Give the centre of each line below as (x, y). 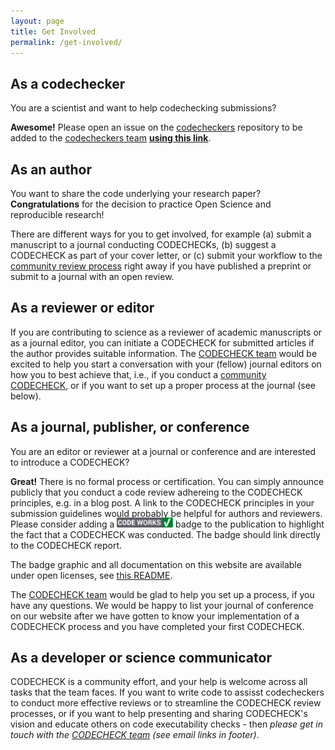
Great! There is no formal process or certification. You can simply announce (167, 481)
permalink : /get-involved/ (66, 42)
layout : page (37, 21)
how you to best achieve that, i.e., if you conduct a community (138, 374)
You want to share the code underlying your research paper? (136, 193)
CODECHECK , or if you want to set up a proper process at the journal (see (163, 385)
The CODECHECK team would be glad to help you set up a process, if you (162, 594)
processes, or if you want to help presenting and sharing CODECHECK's (159, 714)
